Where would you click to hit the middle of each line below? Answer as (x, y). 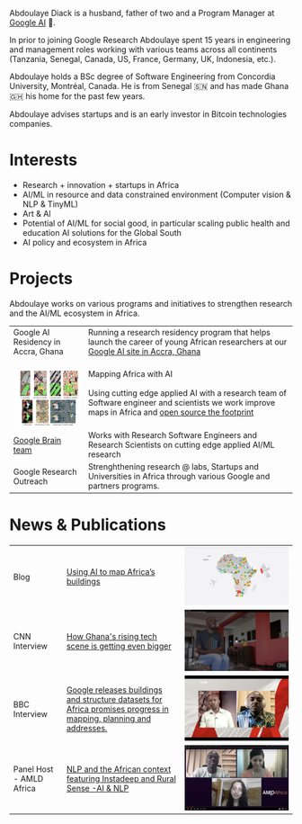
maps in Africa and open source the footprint (171, 412)
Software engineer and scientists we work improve (182, 403)
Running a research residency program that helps (180, 332)
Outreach (31, 481)
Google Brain (37, 440)
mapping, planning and (108, 719)
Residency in (37, 342)
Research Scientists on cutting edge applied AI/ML (182, 445)
